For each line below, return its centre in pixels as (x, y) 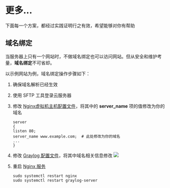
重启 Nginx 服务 (29, 166)
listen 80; (24, 131)
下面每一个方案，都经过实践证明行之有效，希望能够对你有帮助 (70, 25)
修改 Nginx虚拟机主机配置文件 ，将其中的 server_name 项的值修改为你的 (89, 106)
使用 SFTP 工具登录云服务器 (42, 95)
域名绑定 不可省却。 (34, 63)
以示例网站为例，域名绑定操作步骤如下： (48, 73)
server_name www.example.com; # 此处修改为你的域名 (66, 136)
